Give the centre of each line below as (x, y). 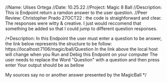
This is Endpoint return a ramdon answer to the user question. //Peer (76, 13)
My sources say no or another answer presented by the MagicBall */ (76, 75)
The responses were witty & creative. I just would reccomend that (73, 23)
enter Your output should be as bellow (45, 65)
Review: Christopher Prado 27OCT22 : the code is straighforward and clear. (83, 18)
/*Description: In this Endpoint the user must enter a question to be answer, (83, 38)
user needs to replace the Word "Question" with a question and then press (82, 60)
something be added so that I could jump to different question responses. (81, 29)
